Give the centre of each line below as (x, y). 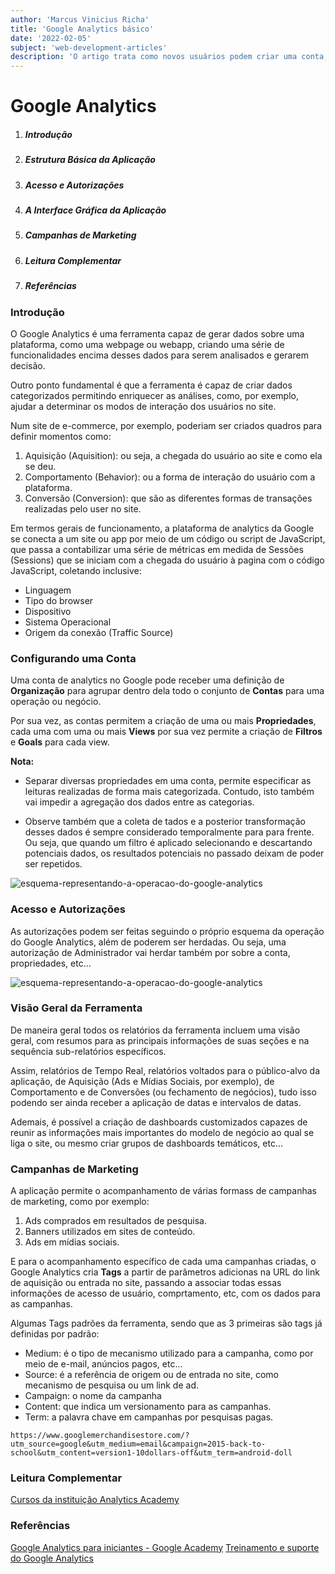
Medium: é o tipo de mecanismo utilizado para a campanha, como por (169, 1353)
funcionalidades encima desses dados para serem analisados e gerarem (159, 355)
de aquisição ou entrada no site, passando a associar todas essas (146, 1283)
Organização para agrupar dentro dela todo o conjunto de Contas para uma (167, 691)
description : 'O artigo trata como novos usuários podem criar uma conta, (169, 57)
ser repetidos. (53, 864)
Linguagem (48, 590)
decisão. (28, 365)
